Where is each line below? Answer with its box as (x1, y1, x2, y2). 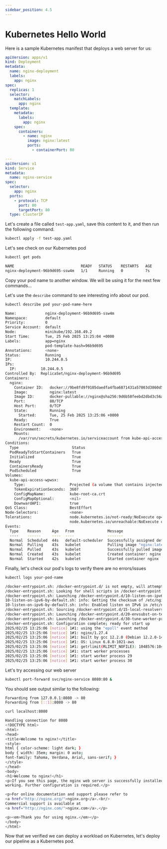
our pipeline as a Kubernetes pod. (5, 838, 75, 845)
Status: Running (5, 352, 61, 358)
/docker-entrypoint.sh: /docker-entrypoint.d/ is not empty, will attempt (5, 584, 164, 589)
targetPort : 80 (18, 207, 50, 212)
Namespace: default (5, 315, 61, 320)
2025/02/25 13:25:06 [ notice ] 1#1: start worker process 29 (5, 653, 133, 658)
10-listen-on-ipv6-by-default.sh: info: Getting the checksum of (5, 598, 143, 603)
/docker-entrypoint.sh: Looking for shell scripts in (5, 588, 119, 593)
